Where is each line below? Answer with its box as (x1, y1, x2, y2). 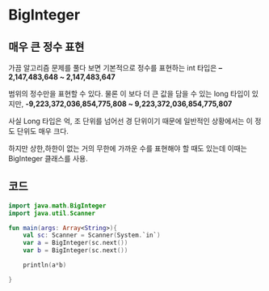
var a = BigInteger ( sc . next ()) (23, 239, 128, 247)
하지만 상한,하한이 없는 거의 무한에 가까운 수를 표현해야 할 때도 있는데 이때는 (8, 143, 248, 153)
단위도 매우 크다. (16, 126, 69, 135)
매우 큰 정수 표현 (8, 40, 85, 53)
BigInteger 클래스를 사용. (8, 154, 88, 163)
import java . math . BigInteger (8, 201, 107, 210)
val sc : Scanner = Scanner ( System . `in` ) (23, 231, 161, 240)
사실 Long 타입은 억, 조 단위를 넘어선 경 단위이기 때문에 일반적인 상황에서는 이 (8, 116, 253, 126)
